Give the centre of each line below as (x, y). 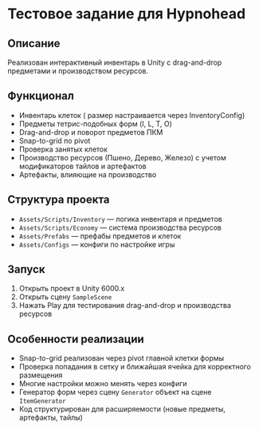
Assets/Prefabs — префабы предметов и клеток (100, 235)
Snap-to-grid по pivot (55, 140)
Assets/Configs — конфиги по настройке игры (97, 244)
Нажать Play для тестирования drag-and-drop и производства (125, 306)
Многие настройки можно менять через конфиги (103, 384)
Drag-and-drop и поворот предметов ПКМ (91, 132)
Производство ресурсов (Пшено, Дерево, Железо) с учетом (122, 157)
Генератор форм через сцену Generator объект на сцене (115, 393)
